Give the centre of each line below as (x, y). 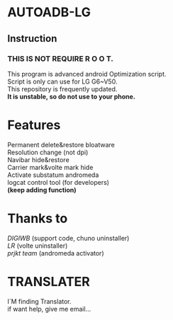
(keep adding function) (42, 190)
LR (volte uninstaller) (38, 246)
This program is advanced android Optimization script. (87, 74)
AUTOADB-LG (49, 12)
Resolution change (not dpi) (48, 152)
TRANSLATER (49, 281)
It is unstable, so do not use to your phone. (72, 96)
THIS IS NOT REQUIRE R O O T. (60, 59)
